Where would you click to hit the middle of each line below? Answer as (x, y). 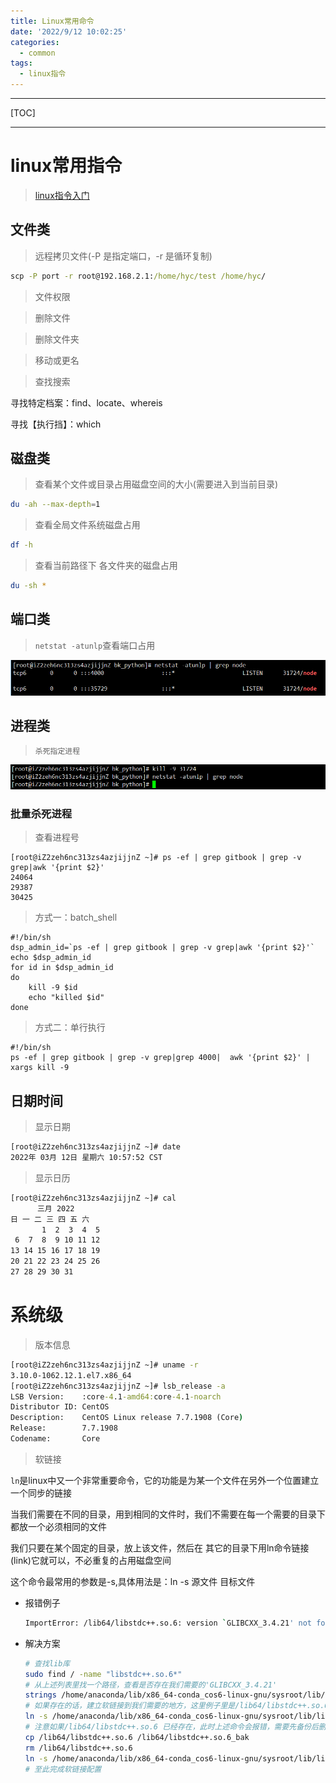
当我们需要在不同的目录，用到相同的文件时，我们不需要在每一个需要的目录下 (168, 1514)
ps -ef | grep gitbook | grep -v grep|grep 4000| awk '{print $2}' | (160, 1058)
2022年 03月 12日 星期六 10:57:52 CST (86, 1158)
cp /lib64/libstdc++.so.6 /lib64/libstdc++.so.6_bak (137, 1737)
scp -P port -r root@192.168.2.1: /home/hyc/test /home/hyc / (138, 276)
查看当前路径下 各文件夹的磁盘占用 (106, 566)
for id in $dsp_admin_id (62, 968)
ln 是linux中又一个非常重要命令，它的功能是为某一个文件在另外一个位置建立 (165, 1480)
